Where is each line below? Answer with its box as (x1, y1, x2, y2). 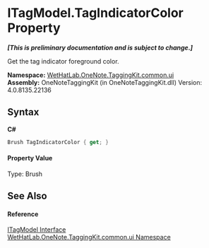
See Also (7, 190, 47, 202)
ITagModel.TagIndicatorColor (7, 5, 184, 21)
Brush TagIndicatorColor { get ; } (7, 138, 109, 146)
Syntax (7, 106, 40, 118)
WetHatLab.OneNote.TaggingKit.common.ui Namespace (7, 233, 171, 242)
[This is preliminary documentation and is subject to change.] (7, 43, 193, 52)
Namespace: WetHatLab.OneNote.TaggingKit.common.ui (7, 71, 174, 79)
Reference (7, 210, 39, 218)
